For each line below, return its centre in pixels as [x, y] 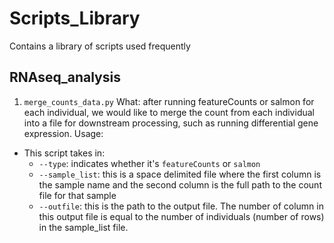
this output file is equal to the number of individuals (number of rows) [181, 216]
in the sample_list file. [83, 227]
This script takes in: [64, 153]
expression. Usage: [63, 133]
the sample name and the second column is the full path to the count [180, 184]
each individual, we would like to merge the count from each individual [169, 112]
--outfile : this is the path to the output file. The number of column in [181, 206]
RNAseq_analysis [65, 77]
